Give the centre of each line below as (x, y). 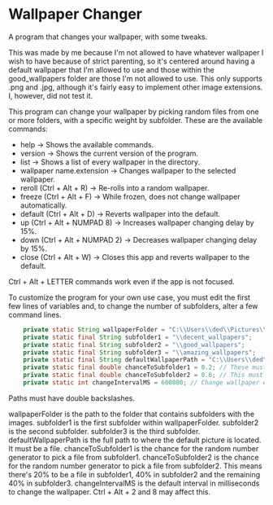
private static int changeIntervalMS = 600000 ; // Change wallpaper (141, 383)
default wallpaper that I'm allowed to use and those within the (111, 69)
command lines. (35, 314)
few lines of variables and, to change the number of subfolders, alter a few (133, 305)
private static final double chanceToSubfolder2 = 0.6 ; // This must (143, 375)
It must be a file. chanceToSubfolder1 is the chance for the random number (134, 448)
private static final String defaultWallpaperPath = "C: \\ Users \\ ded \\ (147, 360)
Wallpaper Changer (76, 14)
